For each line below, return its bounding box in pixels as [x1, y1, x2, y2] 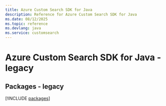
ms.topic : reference [5, 21, 48, 26]
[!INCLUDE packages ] [5, 96, 50, 101]
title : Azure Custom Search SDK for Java [5, 7, 93, 12]
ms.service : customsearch [5, 30, 59, 35]
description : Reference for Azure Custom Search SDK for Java [5, 12, 137, 17]
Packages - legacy [5, 82, 64, 91]
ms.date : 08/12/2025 [5, 16, 48, 21]
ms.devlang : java [5, 26, 41, 31]
